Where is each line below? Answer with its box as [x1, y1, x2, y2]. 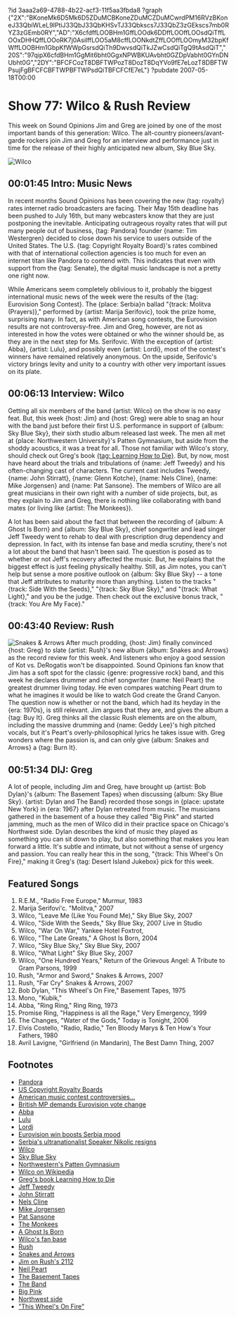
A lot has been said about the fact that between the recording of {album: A [8, 517, 223, 525]
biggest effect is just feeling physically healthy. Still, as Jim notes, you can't [8, 562, 227, 570]
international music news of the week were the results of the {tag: [8, 292, 199, 301]
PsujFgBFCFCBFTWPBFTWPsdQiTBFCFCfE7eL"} [8, 66, 150, 74]
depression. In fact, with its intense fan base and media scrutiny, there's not [8, 539, 228, 548]
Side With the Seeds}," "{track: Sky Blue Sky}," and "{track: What [28, 585, 218, 593]
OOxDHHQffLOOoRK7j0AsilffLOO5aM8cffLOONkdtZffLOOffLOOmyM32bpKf [8, 36, 229, 44]
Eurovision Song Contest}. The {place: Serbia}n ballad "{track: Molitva [8, 299, 211, 308]
